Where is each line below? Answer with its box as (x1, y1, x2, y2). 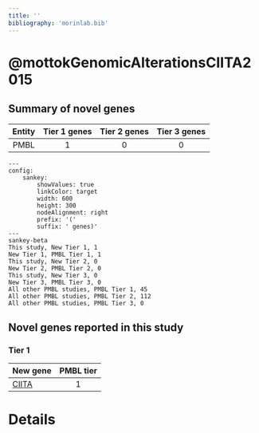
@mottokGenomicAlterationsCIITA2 (8, 53, 252, 72)
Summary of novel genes (8, 102, 135, 116)
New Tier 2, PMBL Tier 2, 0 (8, 264, 102, 272)
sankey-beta (8, 236, 48, 244)
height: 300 (37, 201, 77, 210)
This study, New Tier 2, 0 (8, 257, 98, 266)
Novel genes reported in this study (8, 321, 184, 334)
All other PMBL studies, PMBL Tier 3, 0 (8, 299, 145, 307)
